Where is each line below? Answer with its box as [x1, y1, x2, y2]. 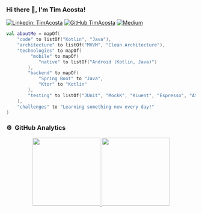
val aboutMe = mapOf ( [6, 31, 61, 37]
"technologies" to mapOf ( [17, 48, 82, 54]
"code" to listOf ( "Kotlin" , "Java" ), [17, 36, 112, 43]
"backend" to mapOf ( [28, 70, 79, 76]
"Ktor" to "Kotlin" [38, 81, 87, 87]
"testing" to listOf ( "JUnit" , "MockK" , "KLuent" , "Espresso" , [28, 92, 187, 98]
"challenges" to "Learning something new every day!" [17, 104, 155, 110]
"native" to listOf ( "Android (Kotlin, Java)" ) [38, 59, 158, 65]
